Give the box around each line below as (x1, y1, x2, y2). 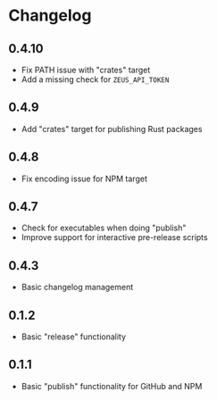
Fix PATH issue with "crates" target (21, 64, 151, 75)
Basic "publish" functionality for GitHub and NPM (21, 380, 203, 391)
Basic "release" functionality (21, 331, 127, 342)
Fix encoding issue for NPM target (21, 173, 148, 184)
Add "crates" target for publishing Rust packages (21, 123, 203, 134)
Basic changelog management (21, 282, 134, 293)
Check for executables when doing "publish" (21, 222, 187, 233)
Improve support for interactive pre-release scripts (21, 232, 208, 243)
